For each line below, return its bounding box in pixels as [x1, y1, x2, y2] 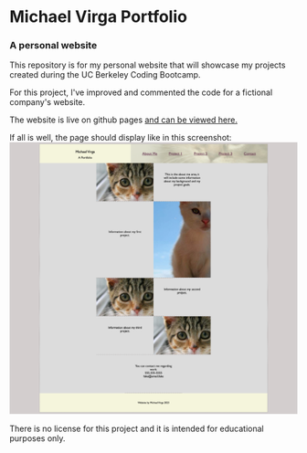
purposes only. [9, 433, 66, 444]
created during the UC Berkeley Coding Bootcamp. [9, 69, 201, 80]
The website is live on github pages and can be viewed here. [9, 114, 238, 125]
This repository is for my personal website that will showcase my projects [9, 59, 286, 70]
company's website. [9, 97, 86, 108]
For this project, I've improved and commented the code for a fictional [9, 87, 273, 98]
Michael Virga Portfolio [9, 6, 187, 27]
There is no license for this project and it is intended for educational [9, 423, 264, 435]
